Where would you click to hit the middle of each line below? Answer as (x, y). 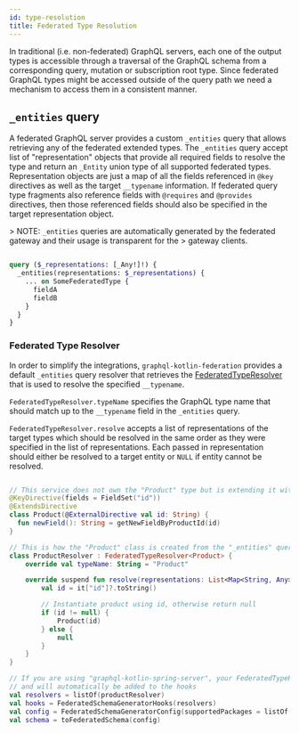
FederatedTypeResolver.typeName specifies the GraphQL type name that (140, 401)
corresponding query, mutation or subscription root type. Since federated (144, 70)
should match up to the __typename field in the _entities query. (125, 411)
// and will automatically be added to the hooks (103, 687)
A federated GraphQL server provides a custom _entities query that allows (148, 138)
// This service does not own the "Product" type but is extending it (143, 490)
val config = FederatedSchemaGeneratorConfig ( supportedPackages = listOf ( (151, 712)
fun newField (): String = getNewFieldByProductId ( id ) (119, 523)
